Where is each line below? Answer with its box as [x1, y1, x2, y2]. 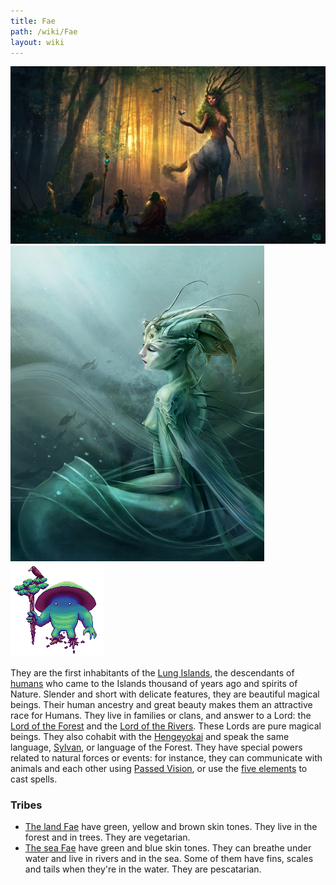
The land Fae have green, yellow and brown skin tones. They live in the [24, 821, 318, 833]
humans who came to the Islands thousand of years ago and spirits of [10, 677, 298, 689]
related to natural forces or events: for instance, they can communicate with [10, 751, 323, 764]
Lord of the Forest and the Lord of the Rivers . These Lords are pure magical [10, 720, 322, 732]
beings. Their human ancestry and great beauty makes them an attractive [10, 698, 313, 710]
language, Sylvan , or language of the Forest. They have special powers [10, 741, 303, 753]
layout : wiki [10, 37, 65, 47]
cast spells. [10, 773, 58, 785]
